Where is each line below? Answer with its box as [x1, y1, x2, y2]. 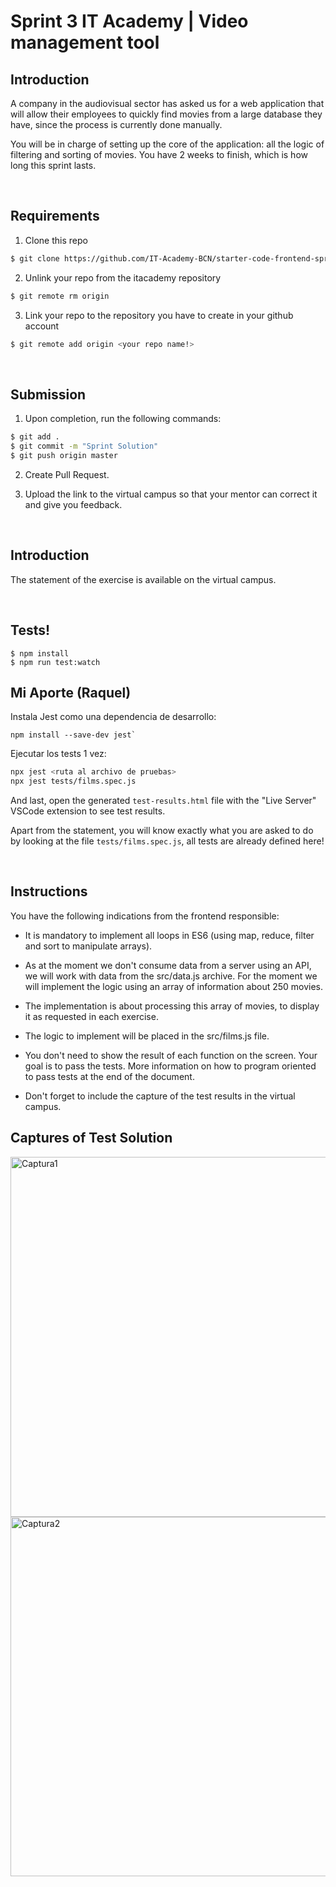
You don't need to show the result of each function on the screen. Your [24, 1049, 318, 1061]
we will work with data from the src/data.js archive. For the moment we [24, 970, 318, 982]
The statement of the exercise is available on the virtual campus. [10, 573, 277, 585]
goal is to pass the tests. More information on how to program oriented [24, 1060, 317, 1072]
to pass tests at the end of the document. [24, 1070, 195, 1082]
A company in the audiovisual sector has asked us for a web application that [10, 98, 325, 109]
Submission [10, 386, 87, 403]
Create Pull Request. [24, 468, 110, 480]
